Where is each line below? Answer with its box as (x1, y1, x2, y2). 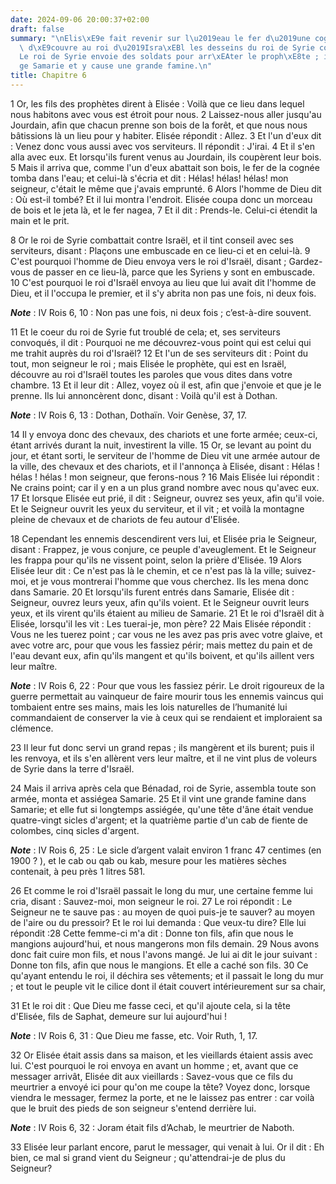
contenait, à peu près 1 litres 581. (10, 865, 146, 877)
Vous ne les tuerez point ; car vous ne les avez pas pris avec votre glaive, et (10, 628, 323, 640)
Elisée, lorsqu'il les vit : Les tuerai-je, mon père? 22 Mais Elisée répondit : (10, 617, 312, 630)
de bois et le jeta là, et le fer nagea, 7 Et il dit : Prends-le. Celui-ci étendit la (10, 204, 318, 216)
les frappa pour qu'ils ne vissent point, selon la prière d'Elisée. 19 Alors (10, 554, 302, 566)
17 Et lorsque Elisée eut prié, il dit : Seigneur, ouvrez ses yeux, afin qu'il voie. (10, 492, 325, 504)
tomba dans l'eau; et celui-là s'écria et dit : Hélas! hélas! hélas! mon (10, 172, 289, 184)
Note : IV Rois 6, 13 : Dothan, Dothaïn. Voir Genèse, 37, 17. (10, 409, 248, 421)
